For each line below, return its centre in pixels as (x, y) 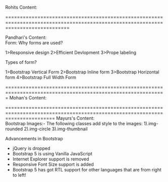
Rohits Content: (21, 7)
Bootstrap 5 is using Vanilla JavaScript (52, 154)
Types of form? (21, 62)
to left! (19, 175)
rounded (14, 129)
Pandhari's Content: (26, 37)
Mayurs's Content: (75, 118)
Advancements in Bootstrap (34, 139)
